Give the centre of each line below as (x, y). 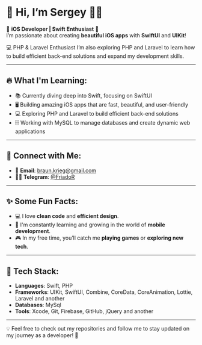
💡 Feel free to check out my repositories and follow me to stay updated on (98, 329)
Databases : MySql (38, 305)
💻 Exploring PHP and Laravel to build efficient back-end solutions (96, 113)
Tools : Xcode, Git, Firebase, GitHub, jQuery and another (84, 311)
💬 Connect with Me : (44, 156)
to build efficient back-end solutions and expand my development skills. (95, 56)
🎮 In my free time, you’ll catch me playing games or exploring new (99, 238)
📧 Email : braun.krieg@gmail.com (56, 170)
